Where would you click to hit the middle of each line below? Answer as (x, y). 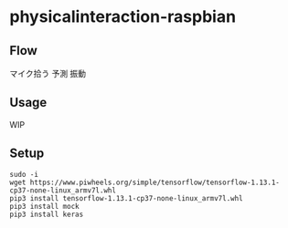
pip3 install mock (44, 206)
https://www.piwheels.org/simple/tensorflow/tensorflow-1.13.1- (155, 182)
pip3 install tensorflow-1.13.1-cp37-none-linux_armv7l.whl (127, 198)
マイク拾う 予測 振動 (48, 73)
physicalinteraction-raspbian (123, 17)
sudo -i (24, 174)
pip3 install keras (47, 214)
